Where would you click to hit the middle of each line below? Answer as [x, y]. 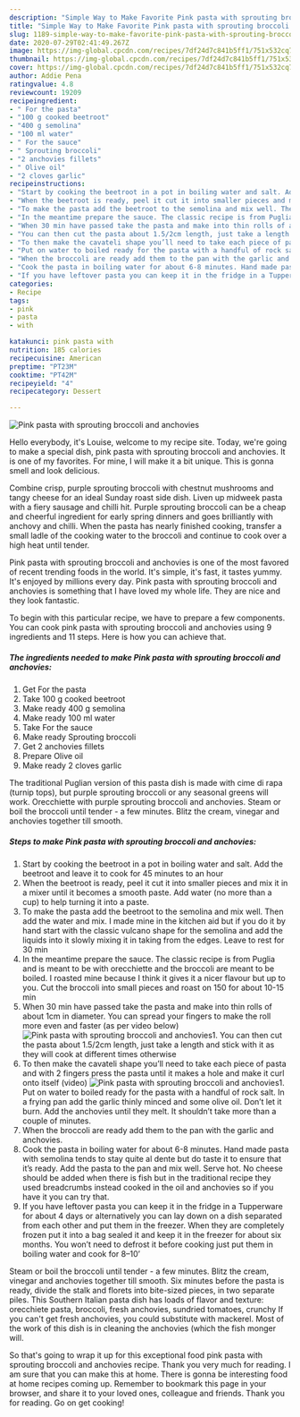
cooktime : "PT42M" [43, 375]
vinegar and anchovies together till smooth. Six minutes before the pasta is [147, 1281]
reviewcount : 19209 [46, 92]
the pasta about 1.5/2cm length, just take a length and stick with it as [148, 1045]
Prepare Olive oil [53, 756]
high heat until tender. [50, 545]
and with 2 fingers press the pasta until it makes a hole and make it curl [153, 1073]
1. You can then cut [247, 1036]
